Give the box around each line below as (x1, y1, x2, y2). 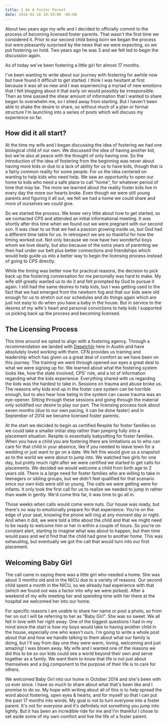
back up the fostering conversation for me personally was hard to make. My (5, 273, 161, 279)
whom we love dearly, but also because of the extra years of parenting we (5, 242, 158, 248)
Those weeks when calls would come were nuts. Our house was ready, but (5, 501, 160, 507)
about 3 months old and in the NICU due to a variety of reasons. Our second (5, 577, 162, 583)
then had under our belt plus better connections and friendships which (5, 247, 151, 253)
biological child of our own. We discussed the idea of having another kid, (5, 147, 155, 153)
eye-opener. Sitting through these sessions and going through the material (5, 397, 159, 403)
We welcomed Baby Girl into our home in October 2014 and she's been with (5, 676, 161, 682)
